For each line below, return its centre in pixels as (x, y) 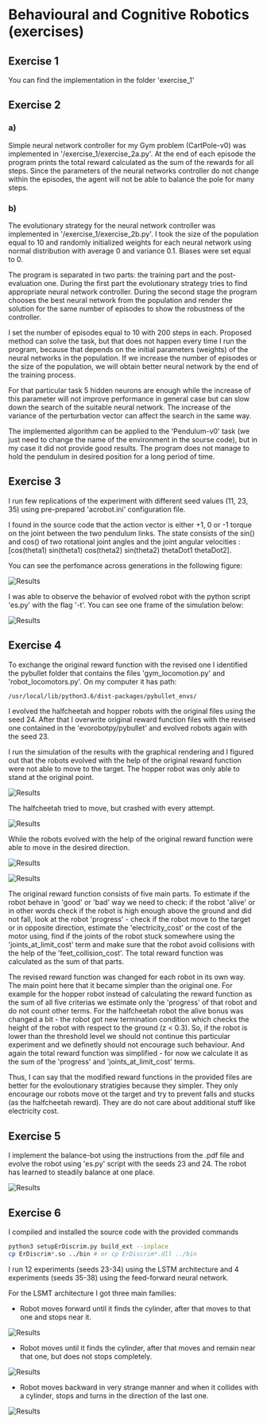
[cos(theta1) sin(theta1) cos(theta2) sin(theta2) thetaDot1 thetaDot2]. (120, 550)
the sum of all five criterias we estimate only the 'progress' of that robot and (133, 1002)
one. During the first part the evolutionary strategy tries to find (145, 283)
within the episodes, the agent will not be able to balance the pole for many (131, 179)
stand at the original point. (51, 778)
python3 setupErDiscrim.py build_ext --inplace (89, 1247)
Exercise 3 (35, 482)
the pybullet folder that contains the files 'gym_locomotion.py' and (116, 673)
